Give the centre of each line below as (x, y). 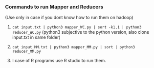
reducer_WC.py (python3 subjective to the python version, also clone (81, 32)
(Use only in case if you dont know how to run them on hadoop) (69, 18)
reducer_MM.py (26, 52)
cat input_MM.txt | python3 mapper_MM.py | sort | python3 (74, 47)
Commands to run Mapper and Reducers (54, 7)
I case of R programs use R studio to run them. (59, 61)
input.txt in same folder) (36, 37)
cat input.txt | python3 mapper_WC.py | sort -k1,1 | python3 (77, 27)
